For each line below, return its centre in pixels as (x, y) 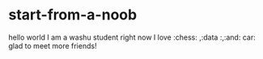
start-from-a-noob (73, 15)
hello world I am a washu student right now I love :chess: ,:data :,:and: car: (132, 37)
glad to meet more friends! (53, 45)
